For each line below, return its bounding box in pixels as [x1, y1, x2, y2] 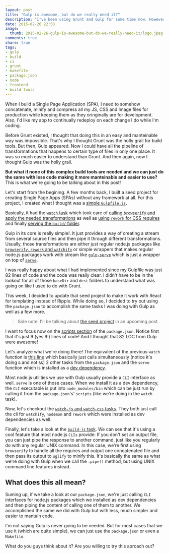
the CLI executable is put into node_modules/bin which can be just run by [5, 385, 155, 391]
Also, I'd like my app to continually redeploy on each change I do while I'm [5, 117, 159, 123]
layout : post [5, 7, 33, 13]
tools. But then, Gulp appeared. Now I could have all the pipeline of [5, 143, 144, 149]
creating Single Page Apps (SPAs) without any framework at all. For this [5, 195, 153, 201]
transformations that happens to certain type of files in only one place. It [5, 148, 155, 154]
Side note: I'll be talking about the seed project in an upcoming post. [17, 318, 159, 324]
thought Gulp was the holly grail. [5, 159, 73, 165]
